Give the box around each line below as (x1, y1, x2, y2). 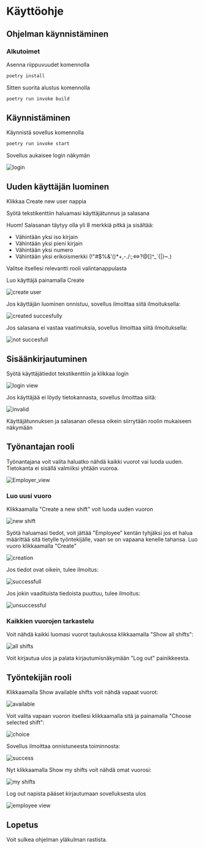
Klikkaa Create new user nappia (6, 198, 87, 205)
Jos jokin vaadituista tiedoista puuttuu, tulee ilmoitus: (6, 590, 141, 597)
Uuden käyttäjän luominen (6, 181, 109, 192)
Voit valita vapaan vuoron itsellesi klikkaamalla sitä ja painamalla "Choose (6, 712, 192, 720)
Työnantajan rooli (6, 442, 75, 452)
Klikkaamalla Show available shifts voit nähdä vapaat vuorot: (6, 689, 159, 696)
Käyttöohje (6, 4, 64, 18)
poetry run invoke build (6, 96, 70, 102)
